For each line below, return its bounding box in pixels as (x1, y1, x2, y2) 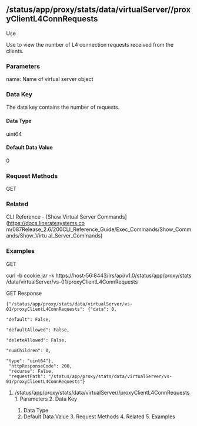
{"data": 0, (87, 306, 117, 312)
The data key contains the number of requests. (6, 103, 120, 111)
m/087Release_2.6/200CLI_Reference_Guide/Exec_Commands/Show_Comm (6, 226, 192, 233)
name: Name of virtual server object (6, 76, 94, 83)
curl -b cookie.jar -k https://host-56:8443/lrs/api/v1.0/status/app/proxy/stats (6, 272, 192, 279)
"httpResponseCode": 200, (8, 363, 72, 369)
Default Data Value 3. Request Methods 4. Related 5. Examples (23, 413, 175, 420)
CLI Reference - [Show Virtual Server (6, 213, 96, 220)
